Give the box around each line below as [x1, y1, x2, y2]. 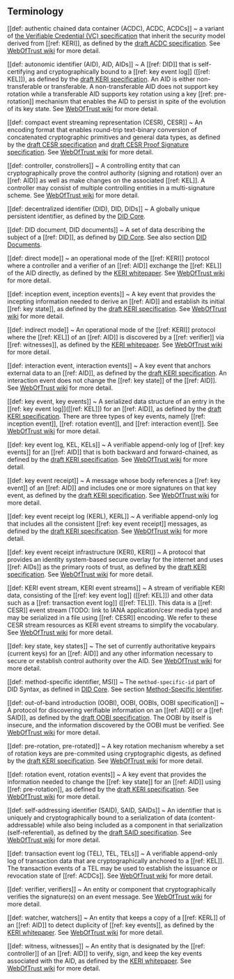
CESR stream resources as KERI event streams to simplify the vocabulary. [7, 621, 219, 629]
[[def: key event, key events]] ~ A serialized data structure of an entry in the [7, 397, 225, 405]
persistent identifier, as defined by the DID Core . [7, 212, 146, 220]
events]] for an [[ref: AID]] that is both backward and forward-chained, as [7, 447, 218, 456]
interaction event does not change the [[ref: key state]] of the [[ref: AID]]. [7, 376, 217, 384]
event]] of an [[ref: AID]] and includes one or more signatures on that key [7, 484, 217, 492]
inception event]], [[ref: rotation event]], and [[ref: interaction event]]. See [7, 419, 219, 428]
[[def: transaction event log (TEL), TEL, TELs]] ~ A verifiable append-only [7, 849, 218, 857]
